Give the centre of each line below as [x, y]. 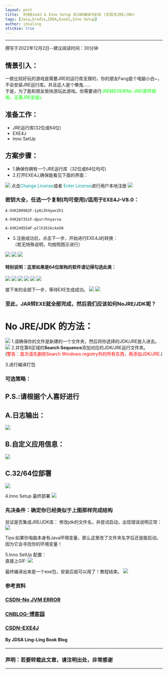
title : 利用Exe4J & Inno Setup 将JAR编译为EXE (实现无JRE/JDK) [70, 15]
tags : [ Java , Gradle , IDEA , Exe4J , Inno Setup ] [51, 19]
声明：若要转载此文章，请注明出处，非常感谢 [59, 659]
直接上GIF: [16, 561]
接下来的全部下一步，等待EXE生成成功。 [47, 290]
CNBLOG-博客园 [25, 614]
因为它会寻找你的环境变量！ [34, 544]
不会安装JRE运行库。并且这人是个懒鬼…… [48, 85]
